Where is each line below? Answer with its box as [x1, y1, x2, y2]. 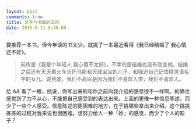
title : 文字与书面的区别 [6, 19, 60, 25]
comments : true [6, 14, 43, 20]
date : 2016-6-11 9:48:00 [6, 24, 66, 31]
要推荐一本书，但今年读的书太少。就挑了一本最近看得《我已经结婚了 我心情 [6, 41, 187, 48]
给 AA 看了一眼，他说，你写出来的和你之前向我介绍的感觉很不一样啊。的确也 [6, 88, 190, 95]
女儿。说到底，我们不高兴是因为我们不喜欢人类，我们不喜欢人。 [30, 76, 184, 83]
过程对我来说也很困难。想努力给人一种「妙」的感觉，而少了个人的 [21, 110, 180, 117]
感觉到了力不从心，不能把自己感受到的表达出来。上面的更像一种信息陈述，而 [6, 95, 190, 102]
